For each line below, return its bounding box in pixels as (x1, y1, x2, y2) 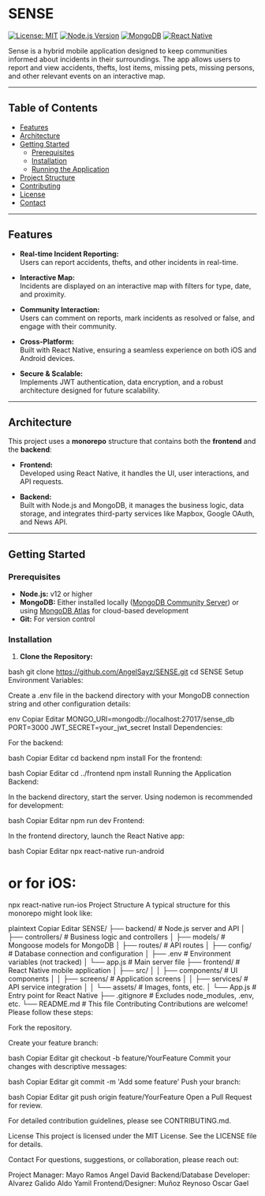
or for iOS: (8, 874, 77, 892)
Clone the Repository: (19, 652, 93, 661)
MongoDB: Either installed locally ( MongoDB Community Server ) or (19, 598, 239, 607)
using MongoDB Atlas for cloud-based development (19, 606, 189, 616)
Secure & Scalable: (19, 368, 84, 378)
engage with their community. (19, 321, 117, 331)
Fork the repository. (8, 1023, 73, 1033)
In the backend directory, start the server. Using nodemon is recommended (8, 792, 253, 802)
